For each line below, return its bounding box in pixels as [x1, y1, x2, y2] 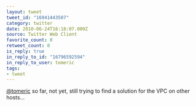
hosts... [6, 94, 25, 101]
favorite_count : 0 [6, 37, 53, 43]
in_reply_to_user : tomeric [6, 59, 75, 65]
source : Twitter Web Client [6, 31, 78, 38]
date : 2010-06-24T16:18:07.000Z [6, 25, 88, 32]
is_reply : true [6, 48, 45, 55]
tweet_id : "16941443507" [6, 15, 69, 21]
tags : [6, 65, 20, 71]
